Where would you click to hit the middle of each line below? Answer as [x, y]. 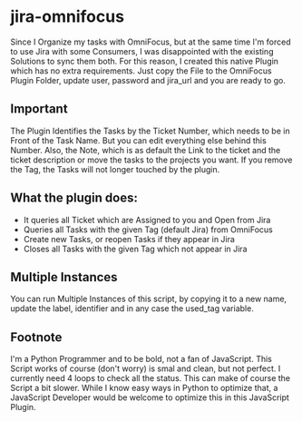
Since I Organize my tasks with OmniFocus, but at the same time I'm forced [151, 42]
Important [39, 109]
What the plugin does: [74, 198]
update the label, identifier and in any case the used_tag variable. [132, 308]
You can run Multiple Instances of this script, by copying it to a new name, [149, 299]
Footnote [36, 337]
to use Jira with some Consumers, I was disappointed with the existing [142, 51]
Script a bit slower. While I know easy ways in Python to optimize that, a [144, 388]
